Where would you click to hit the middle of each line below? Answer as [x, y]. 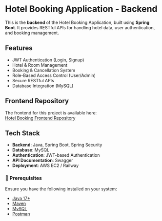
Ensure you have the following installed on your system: [61, 189]
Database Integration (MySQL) [43, 86]
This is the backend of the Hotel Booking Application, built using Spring [77, 22]
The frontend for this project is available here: [51, 112]
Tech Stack [22, 133]
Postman [21, 214]
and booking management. [32, 33]
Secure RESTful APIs [33, 80]
